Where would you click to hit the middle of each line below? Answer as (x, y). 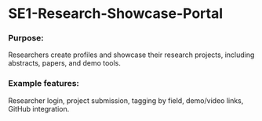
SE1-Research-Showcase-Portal (116, 14)
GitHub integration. (39, 109)
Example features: (44, 84)
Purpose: (26, 38)
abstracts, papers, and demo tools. (65, 63)
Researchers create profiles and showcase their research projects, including (131, 55)
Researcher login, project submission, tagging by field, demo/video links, (126, 100)
